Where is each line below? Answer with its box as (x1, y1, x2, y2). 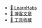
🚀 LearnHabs (9, 5, 37, 10)
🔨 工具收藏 (9, 17, 32, 22)
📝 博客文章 (9, 10, 32, 16)
